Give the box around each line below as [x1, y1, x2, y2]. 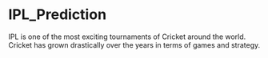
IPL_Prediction [8, 6, 106, 24]
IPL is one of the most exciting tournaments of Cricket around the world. [8, 32, 246, 41]
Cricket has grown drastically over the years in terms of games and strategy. [8, 40, 261, 49]
